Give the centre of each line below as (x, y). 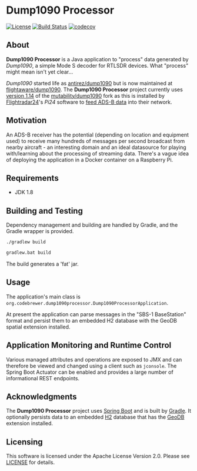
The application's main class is (43, 296)
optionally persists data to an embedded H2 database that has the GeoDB (95, 417)
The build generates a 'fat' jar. (43, 264)
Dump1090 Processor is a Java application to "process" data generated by (98, 59)
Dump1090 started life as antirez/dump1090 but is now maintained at (89, 83)
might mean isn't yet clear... (40, 72)
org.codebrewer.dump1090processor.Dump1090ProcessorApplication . (87, 303)
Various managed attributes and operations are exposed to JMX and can (94, 359)
